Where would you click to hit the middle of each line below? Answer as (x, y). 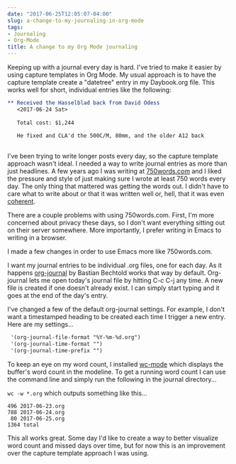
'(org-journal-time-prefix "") (56, 350)
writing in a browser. (37, 238)
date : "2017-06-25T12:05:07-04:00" (60, 14)
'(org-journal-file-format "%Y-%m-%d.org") (75, 338)
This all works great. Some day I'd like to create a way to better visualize (113, 438)
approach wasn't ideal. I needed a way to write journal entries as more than (117, 163)
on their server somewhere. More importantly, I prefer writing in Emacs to (114, 230)
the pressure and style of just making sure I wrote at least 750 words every (117, 179)
